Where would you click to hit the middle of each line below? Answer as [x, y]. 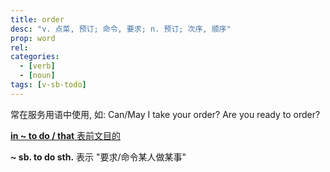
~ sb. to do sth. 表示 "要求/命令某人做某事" [98, 157]
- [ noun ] [37, 76]
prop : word [33, 38]
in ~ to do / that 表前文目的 [66, 135]
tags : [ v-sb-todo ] [48, 85]
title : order [37, 19]
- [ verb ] [37, 66]
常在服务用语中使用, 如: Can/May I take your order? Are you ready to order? [165, 114]
